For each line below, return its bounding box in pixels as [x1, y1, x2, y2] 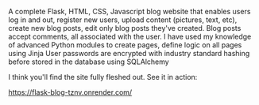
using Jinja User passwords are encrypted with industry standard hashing [8, 49, 250, 58]
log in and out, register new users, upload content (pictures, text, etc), [8, 15, 238, 24]
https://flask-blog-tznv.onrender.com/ [8, 88, 133, 97]
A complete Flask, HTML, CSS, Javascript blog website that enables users [8, 7, 251, 16]
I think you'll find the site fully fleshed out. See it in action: [8, 73, 198, 81]
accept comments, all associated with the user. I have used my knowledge [8, 32, 252, 41]
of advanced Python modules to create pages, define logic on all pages [8, 40, 242, 50]
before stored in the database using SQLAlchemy [8, 57, 169, 66]
